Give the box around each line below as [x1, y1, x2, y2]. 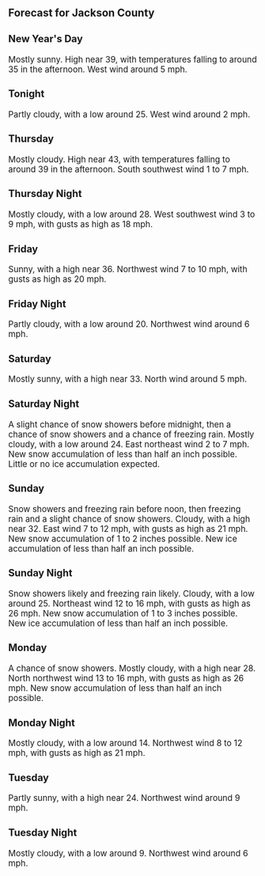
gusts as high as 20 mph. [8, 274, 107, 285]
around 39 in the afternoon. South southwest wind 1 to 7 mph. [8, 164, 249, 175]
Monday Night [8, 716, 75, 729]
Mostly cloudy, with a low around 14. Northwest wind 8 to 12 [8, 738, 243, 749]
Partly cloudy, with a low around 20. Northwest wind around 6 [8, 319, 250, 330]
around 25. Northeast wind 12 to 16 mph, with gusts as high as [8, 597, 251, 609]
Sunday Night [8, 567, 73, 580]
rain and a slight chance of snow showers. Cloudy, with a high [8, 514, 251, 525]
